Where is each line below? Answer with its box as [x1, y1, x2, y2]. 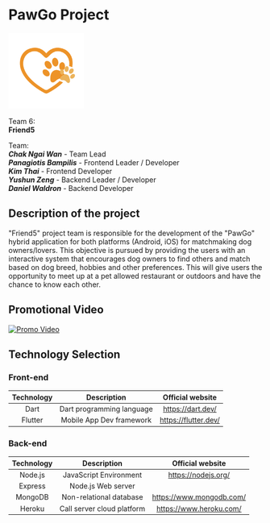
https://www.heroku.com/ [156, 504, 242, 513]
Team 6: [8, 116, 36, 126]
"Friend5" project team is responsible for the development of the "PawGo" [8, 228, 255, 238]
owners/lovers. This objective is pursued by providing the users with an [8, 245, 246, 255]
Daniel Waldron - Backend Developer [8, 183, 134, 193]
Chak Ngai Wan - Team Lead [8, 149, 106, 159]
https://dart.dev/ [162, 405, 218, 413]
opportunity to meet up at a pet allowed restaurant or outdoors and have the [8, 271, 261, 280]
